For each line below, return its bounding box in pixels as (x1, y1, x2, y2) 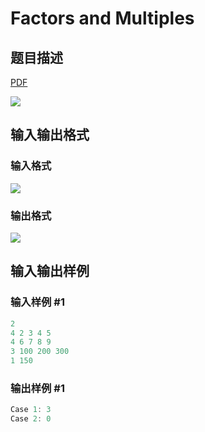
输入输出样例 (10, 263, 90, 280)
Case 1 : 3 (10, 405, 52, 415)
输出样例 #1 (10, 381, 65, 395)
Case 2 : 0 (10, 414, 52, 424)
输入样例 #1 (10, 295, 65, 309)
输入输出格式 (10, 127, 90, 144)
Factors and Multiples (10, 7, 195, 30)
